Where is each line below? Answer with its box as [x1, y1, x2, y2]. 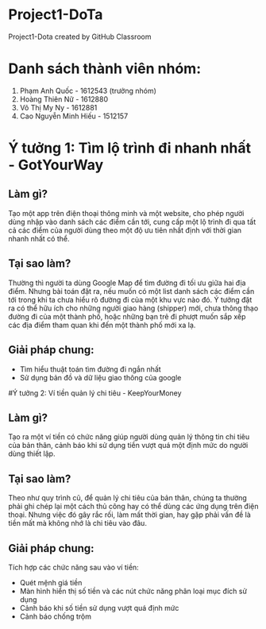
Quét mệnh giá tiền [19, 577, 83, 587]
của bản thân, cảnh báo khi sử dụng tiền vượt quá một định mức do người [8, 441, 249, 450]
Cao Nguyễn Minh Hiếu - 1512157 [19, 111, 129, 121]
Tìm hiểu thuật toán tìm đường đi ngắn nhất [19, 364, 161, 374]
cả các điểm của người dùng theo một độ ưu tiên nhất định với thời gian [8, 225, 242, 235]
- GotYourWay [8, 156, 104, 174]
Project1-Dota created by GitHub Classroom [8, 32, 152, 41]
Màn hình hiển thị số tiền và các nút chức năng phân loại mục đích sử [19, 586, 248, 596]
